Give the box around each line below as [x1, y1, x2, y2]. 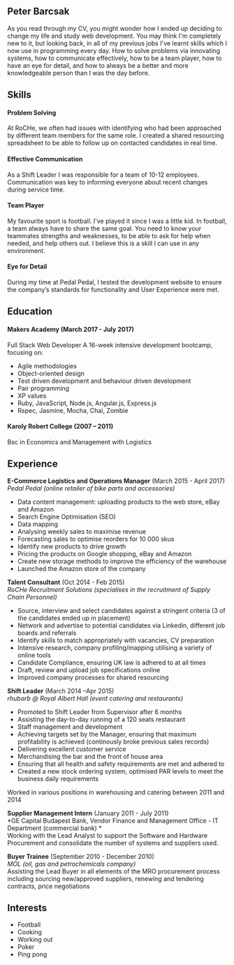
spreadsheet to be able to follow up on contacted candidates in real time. [7, 139, 218, 147]
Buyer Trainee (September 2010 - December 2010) [7, 852, 155, 860]
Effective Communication [7, 155, 83, 163]
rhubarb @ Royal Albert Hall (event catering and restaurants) [7, 694, 184, 702]
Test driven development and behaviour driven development [17, 377, 191, 385]
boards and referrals [17, 628, 77, 637]
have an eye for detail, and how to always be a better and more [7, 61, 189, 69]
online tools [17, 651, 51, 659]
